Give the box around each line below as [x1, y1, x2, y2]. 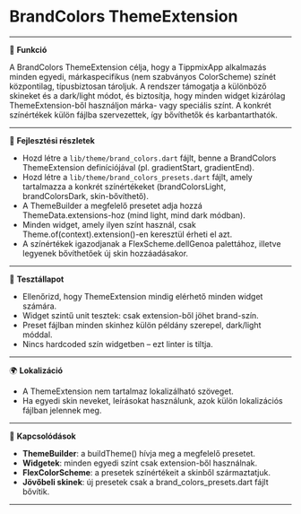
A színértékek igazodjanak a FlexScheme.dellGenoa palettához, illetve [21, 238, 281, 248]
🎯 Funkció [9, 44, 47, 55]
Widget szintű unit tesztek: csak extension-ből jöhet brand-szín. [21, 309, 260, 320]
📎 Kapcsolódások [9, 431, 76, 441]
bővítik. [21, 486, 50, 497]
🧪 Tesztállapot [9, 274, 64, 284]
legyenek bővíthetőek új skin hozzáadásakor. [21, 248, 189, 258]
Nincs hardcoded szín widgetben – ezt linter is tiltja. [21, 338, 213, 349]
